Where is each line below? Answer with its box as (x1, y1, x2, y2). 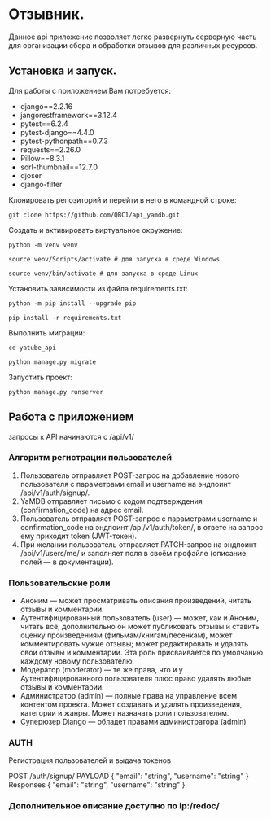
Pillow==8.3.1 (20, 153, 65, 163)
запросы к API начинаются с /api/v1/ (8, 431, 134, 441)
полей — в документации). (20, 557, 114, 567)
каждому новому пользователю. (20, 656, 134, 666)
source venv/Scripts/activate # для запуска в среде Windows (8, 255, 221, 263)
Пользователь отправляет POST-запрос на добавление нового (20, 470, 240, 480)
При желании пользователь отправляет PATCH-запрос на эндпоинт (20, 539, 257, 550)
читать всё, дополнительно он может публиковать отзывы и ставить (20, 622, 260, 632)
